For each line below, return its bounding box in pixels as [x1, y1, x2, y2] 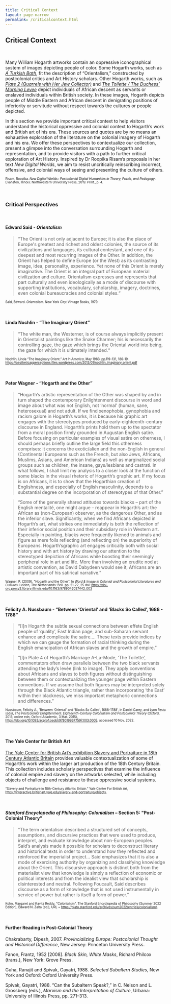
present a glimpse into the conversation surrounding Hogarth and [5, 145, 142, 151]
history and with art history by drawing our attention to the [17, 548, 140, 554]
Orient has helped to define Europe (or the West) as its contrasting [17, 257, 157, 264]
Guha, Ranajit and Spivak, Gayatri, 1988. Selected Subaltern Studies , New [5, 966, 159, 973]
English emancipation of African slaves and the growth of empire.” [17, 644, 157, 651]
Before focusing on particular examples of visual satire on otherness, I [17, 435, 165, 441]
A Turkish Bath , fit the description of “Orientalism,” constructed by [5, 70, 145, 77]
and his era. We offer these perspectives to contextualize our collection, [5, 140, 156, 146]
